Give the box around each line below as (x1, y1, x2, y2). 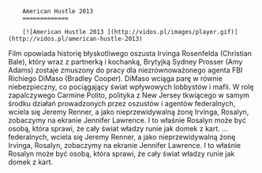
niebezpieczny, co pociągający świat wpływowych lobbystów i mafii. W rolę (8, 83, 254, 91)
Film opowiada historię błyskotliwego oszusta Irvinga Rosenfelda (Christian (8, 49, 253, 58)
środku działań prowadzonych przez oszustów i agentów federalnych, (8, 99, 236, 108)
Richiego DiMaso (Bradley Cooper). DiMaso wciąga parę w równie (8, 74, 223, 83)
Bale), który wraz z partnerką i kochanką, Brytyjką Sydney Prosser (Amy (8, 57, 243, 66)
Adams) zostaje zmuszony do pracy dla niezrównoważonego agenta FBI (8, 65, 243, 75)
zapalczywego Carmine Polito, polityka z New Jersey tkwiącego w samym (8, 90, 250, 100)
